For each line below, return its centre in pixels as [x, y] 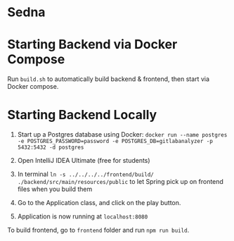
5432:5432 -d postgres [51, 148]
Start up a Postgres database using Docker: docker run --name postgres [122, 135]
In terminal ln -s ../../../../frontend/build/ [86, 174]
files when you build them [55, 189]
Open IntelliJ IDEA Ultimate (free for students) [84, 161]
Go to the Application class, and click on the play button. [99, 203]
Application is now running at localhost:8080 [83, 216]
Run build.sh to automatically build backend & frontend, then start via [108, 79]
